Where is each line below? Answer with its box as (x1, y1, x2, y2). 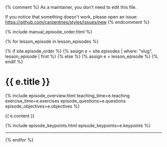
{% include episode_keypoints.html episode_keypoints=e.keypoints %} (5, 122, 151, 129)
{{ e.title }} (5, 76, 51, 88)
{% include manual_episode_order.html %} (5, 29, 92, 34)
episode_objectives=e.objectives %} (5, 103, 80, 109)
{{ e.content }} (5, 113, 35, 119)
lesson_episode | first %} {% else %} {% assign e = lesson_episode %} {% (5, 53, 158, 59)
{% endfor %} (5, 137, 34, 143)
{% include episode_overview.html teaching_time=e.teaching (5, 92, 130, 99)
